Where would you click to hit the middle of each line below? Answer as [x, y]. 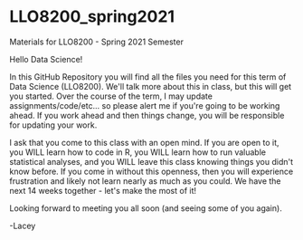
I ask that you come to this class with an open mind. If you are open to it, [144, 142]
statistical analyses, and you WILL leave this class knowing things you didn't [151, 161]
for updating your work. [53, 125]
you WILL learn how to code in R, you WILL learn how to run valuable [138, 152]
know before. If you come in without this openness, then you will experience [151, 171]
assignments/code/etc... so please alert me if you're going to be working [145, 105]
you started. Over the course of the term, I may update [111, 96]
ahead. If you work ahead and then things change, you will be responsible [147, 115]
